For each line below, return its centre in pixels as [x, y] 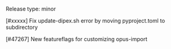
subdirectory [22, 27]
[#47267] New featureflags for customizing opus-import [77, 39]
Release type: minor [31, 9]
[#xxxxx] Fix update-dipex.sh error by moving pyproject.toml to [85, 21]
